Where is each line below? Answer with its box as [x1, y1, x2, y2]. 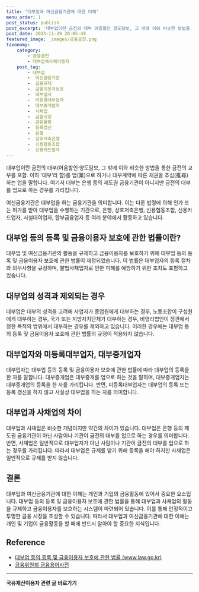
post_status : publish [6, 20, 60, 26]
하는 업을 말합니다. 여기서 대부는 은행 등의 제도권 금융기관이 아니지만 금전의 [6, 179, 180, 186]
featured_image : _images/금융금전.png [6, 36, 97, 42]
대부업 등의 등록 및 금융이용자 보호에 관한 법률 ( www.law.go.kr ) [14, 554, 162, 561]
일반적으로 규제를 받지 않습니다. [6, 454, 79, 461]
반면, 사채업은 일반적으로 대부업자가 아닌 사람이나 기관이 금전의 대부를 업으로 [6, 439, 184, 446]
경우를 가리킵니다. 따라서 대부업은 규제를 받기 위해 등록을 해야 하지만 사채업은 [12, 446, 191, 454]
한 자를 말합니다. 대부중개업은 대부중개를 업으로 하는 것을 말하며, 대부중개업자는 [6, 373, 190, 380]
